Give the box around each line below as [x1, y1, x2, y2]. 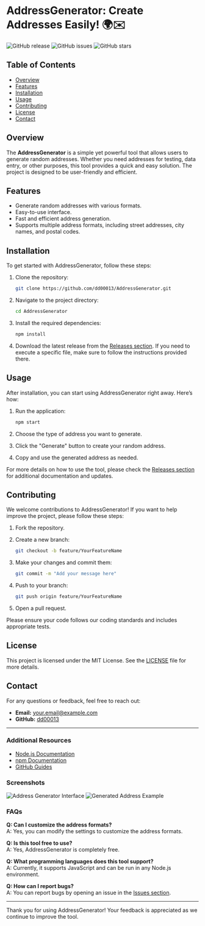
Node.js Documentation [15, 750, 75, 757]
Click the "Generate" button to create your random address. [15, 442, 166, 449]
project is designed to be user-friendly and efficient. [6, 168, 137, 176]
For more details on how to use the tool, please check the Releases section [6, 465, 195, 473]
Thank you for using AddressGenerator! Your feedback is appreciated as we [6, 906, 198, 914]
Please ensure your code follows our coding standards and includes [6, 616, 178, 623]
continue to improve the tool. [6, 913, 79, 921]
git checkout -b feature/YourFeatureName [15, 548, 123, 554]
